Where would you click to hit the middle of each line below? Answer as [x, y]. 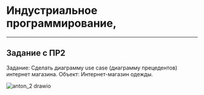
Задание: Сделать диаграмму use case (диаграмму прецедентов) [92, 68]
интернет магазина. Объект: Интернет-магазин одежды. [80, 74]
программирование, [62, 23]
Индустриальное [52, 11]
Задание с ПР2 [36, 53]
